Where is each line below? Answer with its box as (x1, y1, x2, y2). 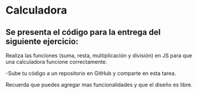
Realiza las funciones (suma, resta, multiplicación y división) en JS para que (5, 52, 192, 59)
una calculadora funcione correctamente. (5, 59, 108, 65)
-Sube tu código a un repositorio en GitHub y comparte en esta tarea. (5, 70, 177, 77)
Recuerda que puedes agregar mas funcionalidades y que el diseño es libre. (5, 81, 193, 88)
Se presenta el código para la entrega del (5, 27, 161, 37)
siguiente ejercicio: (5, 36, 79, 46)
